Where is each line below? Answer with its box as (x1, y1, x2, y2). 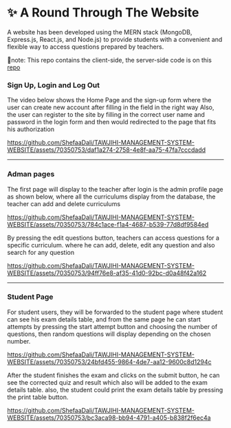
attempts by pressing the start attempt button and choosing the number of (7, 322, 218, 330)
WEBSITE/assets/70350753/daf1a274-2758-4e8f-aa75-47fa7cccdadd (7, 146, 206, 154)
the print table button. (7, 393, 69, 401)
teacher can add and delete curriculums (7, 199, 121, 207)
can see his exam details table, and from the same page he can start (7, 315, 201, 324)
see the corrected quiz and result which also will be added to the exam (7, 378, 208, 386)
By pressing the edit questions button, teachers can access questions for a (7, 234, 220, 242)
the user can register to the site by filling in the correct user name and (7, 111, 205, 119)
